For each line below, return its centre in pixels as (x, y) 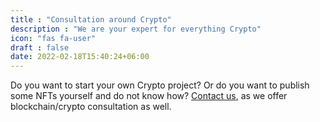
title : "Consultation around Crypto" (91, 19)
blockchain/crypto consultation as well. (91, 107)
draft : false (40, 47)
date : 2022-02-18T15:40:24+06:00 (80, 57)
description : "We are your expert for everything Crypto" (136, 29)
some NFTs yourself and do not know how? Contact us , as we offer (149, 96)
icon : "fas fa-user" (53, 38)
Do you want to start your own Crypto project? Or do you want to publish (160, 85)
